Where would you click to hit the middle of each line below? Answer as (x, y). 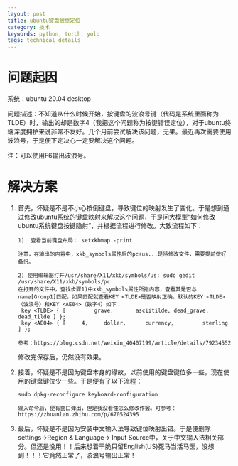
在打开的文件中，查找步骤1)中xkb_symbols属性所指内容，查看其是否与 (107, 289)
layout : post (27, 14)
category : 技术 (29, 27)
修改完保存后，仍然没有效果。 (61, 357)
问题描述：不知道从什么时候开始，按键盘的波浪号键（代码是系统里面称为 (113, 114)
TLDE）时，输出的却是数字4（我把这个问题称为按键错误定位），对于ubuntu (116, 123)
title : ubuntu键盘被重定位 (44, 21)
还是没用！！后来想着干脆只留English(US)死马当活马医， (119, 446)
